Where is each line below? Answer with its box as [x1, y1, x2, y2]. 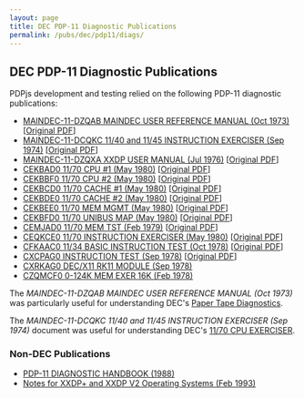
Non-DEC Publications [9, 348, 111, 361]
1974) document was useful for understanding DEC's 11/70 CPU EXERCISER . [9, 325, 296, 336]
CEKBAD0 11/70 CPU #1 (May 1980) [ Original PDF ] [22, 164, 211, 175]
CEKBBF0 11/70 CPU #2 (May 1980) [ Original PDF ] [22, 174, 211, 185]
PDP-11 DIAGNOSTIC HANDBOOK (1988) [22, 368, 176, 379]
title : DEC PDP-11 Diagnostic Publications [9, 22, 177, 31]
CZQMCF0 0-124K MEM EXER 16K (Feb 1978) [22, 270, 194, 281]
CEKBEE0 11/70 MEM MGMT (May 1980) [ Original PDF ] [22, 202, 229, 214]
